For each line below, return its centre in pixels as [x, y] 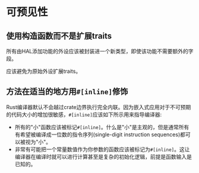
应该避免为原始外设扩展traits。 [44, 71]
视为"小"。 [38, 142]
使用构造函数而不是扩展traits [59, 36]
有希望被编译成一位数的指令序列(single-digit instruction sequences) [97, 134]
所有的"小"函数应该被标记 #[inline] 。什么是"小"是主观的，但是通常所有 [102, 127]
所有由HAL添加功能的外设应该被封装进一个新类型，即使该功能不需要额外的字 [100, 51]
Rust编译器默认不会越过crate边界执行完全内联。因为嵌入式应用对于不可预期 [99, 107]
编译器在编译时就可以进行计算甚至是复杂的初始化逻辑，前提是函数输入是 [103, 156]
